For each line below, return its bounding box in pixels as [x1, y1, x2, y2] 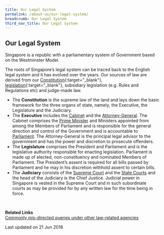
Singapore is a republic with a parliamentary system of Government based [5, 52, 155, 58]
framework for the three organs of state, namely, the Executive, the [12, 102, 148, 108]
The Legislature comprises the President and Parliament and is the [12, 144, 148, 150]
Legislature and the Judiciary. [12, 107, 72, 113]
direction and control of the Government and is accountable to [12, 128, 138, 134]
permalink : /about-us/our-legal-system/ [5, 12, 89, 17]
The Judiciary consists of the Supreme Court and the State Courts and [12, 170, 156, 176]
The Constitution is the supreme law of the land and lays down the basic [12, 97, 160, 103]
